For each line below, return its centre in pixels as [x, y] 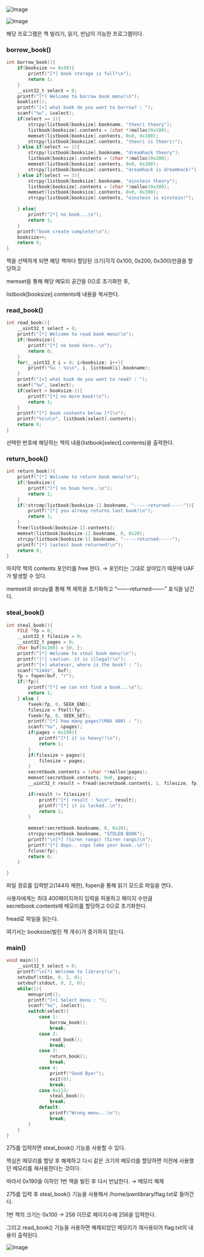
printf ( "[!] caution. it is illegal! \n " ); [72, 659]
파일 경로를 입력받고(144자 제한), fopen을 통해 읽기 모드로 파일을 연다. [90, 885]
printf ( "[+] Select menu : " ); [68, 1000]
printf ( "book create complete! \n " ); [64, 231]
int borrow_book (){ [31, 63]
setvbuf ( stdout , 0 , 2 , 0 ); [51, 983]
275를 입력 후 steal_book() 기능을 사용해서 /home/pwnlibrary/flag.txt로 [92, 1194]
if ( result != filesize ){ [59, 794]
